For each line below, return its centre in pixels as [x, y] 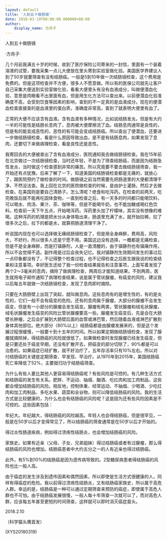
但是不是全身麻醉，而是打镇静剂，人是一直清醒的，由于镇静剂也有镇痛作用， [83, 246]
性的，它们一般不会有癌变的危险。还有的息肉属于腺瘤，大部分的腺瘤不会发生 [83, 301]
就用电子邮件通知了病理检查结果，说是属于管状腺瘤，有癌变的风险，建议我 [85, 277]
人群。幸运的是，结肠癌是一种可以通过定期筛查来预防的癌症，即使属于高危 [81, 489]
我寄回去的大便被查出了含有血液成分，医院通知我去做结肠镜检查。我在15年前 [83, 154]
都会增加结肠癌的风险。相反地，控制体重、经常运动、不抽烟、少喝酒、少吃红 [83, 386]
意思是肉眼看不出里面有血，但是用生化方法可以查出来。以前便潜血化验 [85, 96]
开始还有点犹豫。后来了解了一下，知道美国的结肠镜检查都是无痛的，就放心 [81, 173]
